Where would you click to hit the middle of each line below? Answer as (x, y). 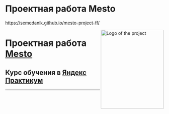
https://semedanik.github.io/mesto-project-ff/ (52, 23)
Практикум (24, 80)
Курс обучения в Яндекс (46, 72)
